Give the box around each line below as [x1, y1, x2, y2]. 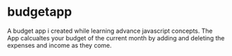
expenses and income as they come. [7, 41, 112, 49]
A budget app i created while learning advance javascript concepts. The [7, 27, 213, 35]
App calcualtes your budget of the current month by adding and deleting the [7, 33, 225, 42]
